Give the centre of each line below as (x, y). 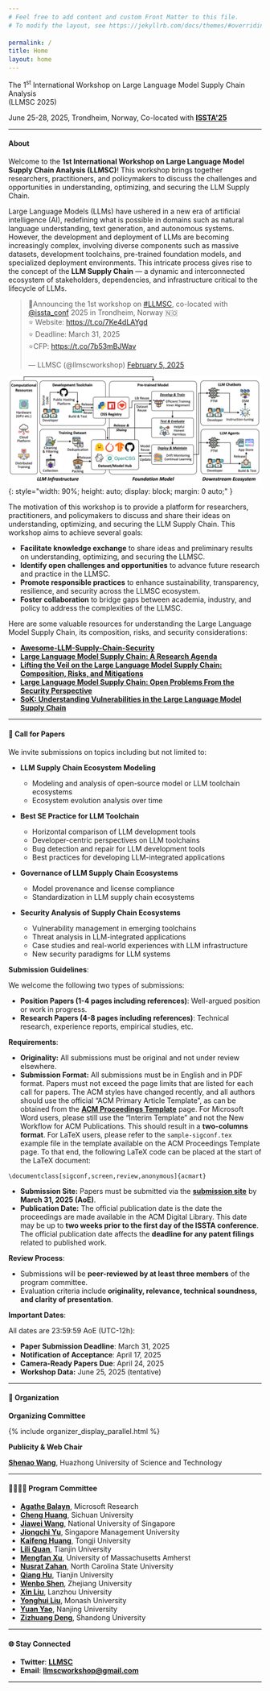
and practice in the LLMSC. (65, 574)
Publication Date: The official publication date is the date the (121, 1208)
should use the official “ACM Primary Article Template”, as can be (128, 1100)
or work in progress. (53, 1009)
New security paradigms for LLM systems (101, 954)
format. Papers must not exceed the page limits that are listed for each (137, 1083)
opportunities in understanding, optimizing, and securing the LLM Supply (129, 187)
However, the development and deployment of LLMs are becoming (119, 237)
